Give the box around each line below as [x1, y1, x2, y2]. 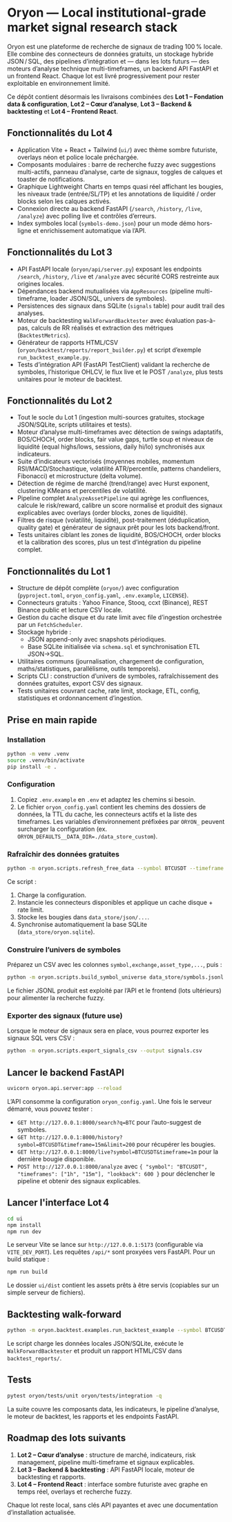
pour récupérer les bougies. [136, 1140, 216, 1148]
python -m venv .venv [7, 750, 70, 758]
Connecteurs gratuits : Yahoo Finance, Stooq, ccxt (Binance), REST [17, 599, 209, 607]
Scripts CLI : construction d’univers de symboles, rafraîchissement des [17, 672, 219, 680]
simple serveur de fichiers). [7, 1288, 86, 1297]
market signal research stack [7, 19, 178, 35]
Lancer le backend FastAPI [7, 1067, 125, 1078]
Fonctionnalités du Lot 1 [7, 565, 110, 577]
